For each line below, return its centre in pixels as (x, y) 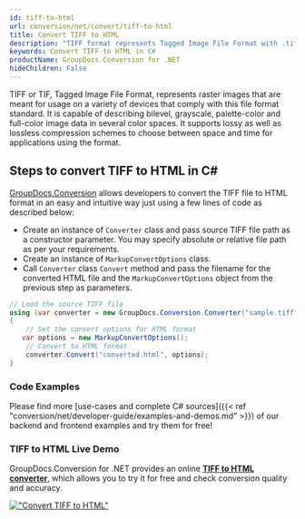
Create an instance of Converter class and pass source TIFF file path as (156, 230)
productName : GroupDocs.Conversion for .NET (95, 60)
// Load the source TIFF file (67, 304)
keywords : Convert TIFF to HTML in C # (83, 52)
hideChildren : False (49, 69)
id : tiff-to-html (42, 18)
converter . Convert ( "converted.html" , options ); (117, 355)
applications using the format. (65, 142)
